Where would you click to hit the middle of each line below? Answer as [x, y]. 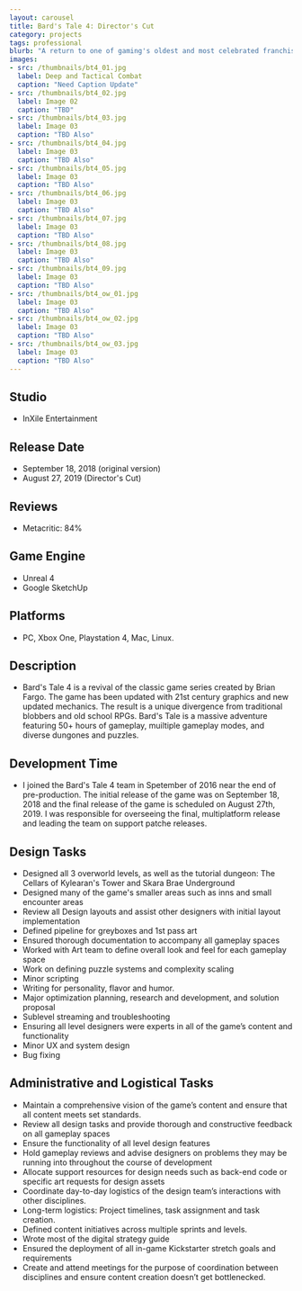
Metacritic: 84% [52, 528]
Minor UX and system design [76, 1045]
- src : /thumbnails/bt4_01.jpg [68, 68]
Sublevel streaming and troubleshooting [96, 1017]
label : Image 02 [48, 101]
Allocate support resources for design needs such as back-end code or [155, 1171]
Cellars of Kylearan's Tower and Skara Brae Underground [129, 883]
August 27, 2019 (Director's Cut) [82, 479]
